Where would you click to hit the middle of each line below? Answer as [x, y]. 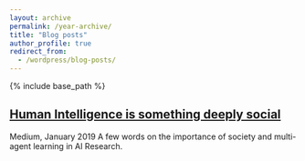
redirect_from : [38, 52]
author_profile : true [51, 43]
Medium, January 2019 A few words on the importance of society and [141, 136]
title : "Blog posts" [49, 35]
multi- [285, 136]
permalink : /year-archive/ [61, 26]
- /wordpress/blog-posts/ [67, 60]
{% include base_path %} [58, 86]
